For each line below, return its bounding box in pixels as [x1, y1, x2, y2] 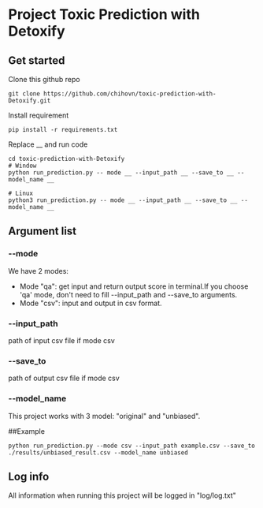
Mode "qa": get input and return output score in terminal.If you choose [19, 282, 249, 291]
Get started [8, 54, 65, 67]
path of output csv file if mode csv [8, 373, 120, 383]
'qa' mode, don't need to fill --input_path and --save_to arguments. [19, 289, 238, 299]
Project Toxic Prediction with [8, 6, 201, 24]
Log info [8, 469, 50, 483]
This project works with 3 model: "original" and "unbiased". [8, 411, 201, 420]
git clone [8, 90, 41, 98]
